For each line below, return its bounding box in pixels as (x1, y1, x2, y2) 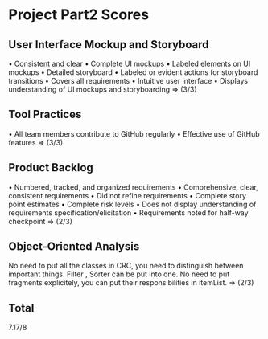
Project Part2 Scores (8, 6, 150, 24)
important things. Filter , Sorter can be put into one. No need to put (8, 269, 230, 279)
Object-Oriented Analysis (8, 239, 140, 254)
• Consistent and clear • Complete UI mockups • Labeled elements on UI (8, 59, 251, 68)
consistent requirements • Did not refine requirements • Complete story (8, 190, 247, 200)
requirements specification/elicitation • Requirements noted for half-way (8, 207, 249, 218)
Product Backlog (8, 161, 94, 174)
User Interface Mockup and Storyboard (8, 38, 209, 51)
